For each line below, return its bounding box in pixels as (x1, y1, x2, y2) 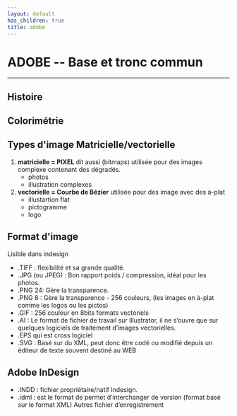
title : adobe (7, 23, 46, 30)
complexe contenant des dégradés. (17, 165, 121, 173)
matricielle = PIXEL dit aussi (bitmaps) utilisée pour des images (17, 157, 202, 166)
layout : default (7, 10, 55, 18)
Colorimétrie (7, 115, 64, 127)
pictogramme (28, 202, 67, 211)
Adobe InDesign (7, 366, 80, 379)
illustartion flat (28, 195, 71, 204)
